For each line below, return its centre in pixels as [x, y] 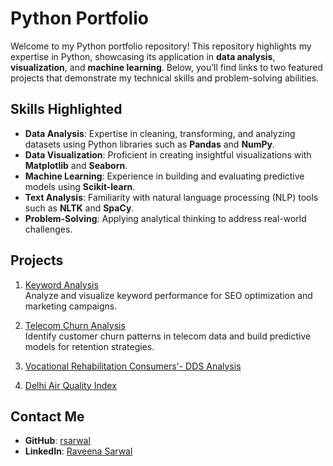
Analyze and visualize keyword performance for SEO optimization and [168, 295]
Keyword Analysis [61, 284]
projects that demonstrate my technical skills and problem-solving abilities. [165, 78]
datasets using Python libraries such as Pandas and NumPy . [150, 144]
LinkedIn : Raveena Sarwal [78, 451]
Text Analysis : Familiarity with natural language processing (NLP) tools [171, 197]
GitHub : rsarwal [57, 441]
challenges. [48, 229]
